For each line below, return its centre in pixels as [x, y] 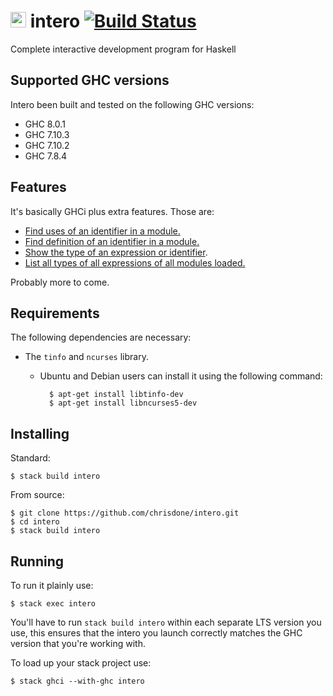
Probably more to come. [60, 282]
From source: [37, 495]
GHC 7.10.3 [47, 134]
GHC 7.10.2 [47, 145]
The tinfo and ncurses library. [86, 357]
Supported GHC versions [90, 80]
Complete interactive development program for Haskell [123, 49]
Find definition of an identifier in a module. [112, 241]
